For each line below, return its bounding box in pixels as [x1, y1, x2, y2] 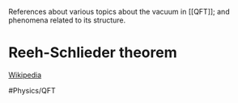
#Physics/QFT [8, 85, 56, 95]
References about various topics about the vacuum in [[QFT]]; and [8, 7, 230, 16]
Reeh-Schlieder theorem [8, 43, 177, 62]
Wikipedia [8, 70, 42, 80]
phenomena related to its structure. [8, 15, 126, 25]
